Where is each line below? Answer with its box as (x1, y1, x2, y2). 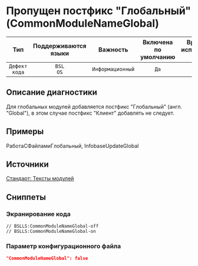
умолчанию (140, 53, 176, 61)
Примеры (6, 126, 44, 137)
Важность (98, 46, 128, 54)
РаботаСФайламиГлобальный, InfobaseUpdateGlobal (6, 142, 139, 149)
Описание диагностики (6, 87, 97, 98)
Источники (6, 159, 49, 169)
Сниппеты (6, 192, 46, 202)
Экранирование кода (6, 210, 71, 218)
